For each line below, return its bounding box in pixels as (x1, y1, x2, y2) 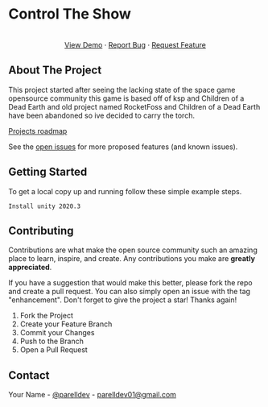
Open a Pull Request (19, 345, 89, 355)
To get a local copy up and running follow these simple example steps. (8, 186, 242, 196)
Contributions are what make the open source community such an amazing (8, 245, 258, 255)
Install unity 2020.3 (8, 202, 81, 210)
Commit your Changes (19, 328, 95, 338)
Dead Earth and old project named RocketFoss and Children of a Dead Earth (8, 102, 261, 111)
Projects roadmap (8, 126, 68, 135)
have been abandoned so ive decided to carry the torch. (8, 110, 196, 120)
